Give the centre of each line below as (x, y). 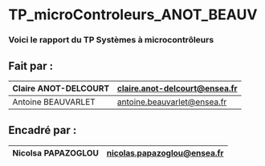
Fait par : (31, 66)
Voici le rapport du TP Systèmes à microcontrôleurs (111, 40)
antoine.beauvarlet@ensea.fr (172, 102)
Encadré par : (43, 130)
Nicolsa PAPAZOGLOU (55, 152)
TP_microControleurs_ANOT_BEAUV (133, 15)
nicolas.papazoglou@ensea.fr (165, 152)
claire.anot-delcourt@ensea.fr (177, 88)
